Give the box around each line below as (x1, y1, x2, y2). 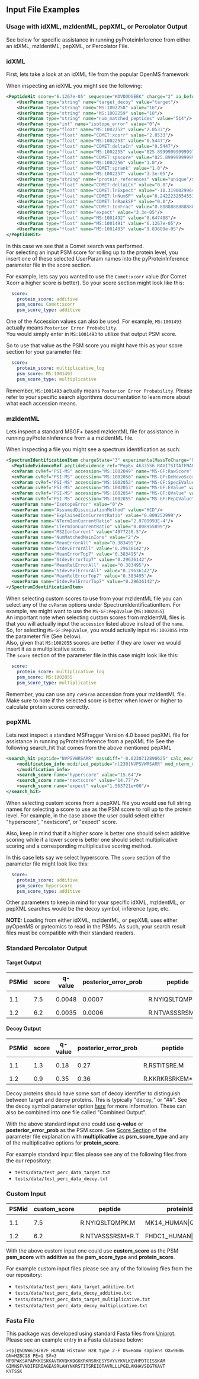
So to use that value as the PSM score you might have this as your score (6, 342, 183, 349)
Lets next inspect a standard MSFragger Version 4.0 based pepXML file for (6, 731, 189, 738)
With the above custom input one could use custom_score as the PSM (6, 1247, 179, 1254)
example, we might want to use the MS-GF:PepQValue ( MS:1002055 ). (6, 608, 166, 615)
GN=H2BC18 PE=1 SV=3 (6, 1353, 57, 1359)
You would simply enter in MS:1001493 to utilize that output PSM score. (6, 331, 176, 338)
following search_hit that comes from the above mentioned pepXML (6, 744, 172, 751)
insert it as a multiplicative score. (6, 645, 87, 652)
